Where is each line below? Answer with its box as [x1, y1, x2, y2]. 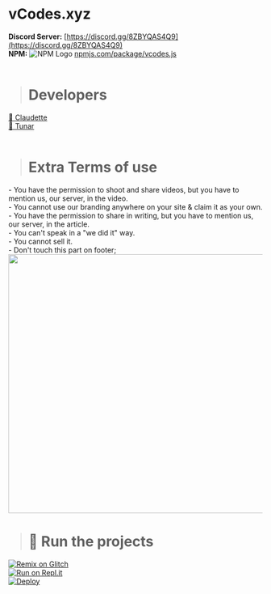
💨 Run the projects [27, 532, 154, 550]
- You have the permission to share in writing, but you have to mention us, [8, 210, 254, 220]
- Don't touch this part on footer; [8, 244, 117, 255]
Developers [27, 86, 107, 104]
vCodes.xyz [8, 5, 91, 23]
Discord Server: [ [8, 32, 67, 41]
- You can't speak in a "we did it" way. [8, 227, 135, 237]
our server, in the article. [8, 219, 90, 229]
